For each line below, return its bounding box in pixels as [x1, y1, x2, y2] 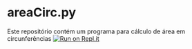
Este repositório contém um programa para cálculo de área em [7, 27, 186, 35]
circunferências [7, 34, 52, 42]
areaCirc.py [7, 5, 77, 20]
